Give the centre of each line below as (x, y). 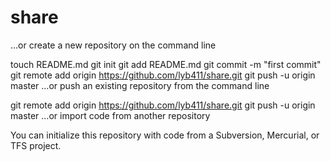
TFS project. (36, 145)
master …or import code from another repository (110, 115)
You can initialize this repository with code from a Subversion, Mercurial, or (165, 135)
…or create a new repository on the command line (113, 45)
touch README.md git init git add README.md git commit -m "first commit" (166, 64)
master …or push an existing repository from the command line (140, 85)
